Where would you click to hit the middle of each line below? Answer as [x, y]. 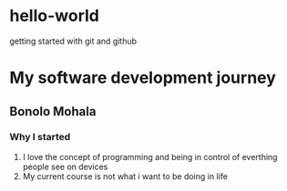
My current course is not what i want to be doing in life [125, 176]
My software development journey [143, 78]
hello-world [55, 16]
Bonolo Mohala [53, 111]
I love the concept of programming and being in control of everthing [150, 156]
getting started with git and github [73, 41]
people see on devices [65, 166]
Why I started [40, 137]
